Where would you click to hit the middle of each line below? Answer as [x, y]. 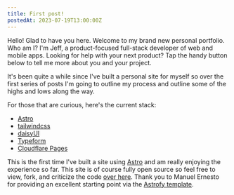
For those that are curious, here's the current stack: [82, 105]
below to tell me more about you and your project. [80, 62]
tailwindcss [34, 126]
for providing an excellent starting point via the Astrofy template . [100, 184]
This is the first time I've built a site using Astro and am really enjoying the [114, 161]
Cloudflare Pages [43, 148]
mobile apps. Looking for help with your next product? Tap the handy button [117, 55]
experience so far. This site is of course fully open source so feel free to [111, 169]
